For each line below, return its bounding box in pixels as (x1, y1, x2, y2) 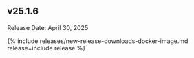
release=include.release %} (7, 44, 86, 52)
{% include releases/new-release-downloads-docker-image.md (7, 37, 188, 45)
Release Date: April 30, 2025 (7, 23, 89, 31)
